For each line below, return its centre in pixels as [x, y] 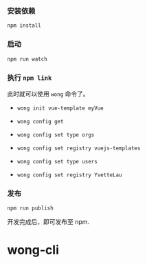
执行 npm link [30, 77]
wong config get [40, 121]
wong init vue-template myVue [60, 108]
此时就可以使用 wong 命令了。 [48, 94]
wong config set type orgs [56, 135]
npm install [24, 26]
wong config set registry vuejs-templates [79, 148]
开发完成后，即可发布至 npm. [48, 222]
